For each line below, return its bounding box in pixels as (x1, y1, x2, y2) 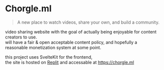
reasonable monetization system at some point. (5, 44, 101, 50)
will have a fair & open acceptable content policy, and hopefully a (5, 39, 137, 45)
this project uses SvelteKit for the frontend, (5, 54, 93, 60)
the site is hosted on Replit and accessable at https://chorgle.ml (5, 59, 134, 65)
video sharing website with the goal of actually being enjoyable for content (5, 29, 157, 35)
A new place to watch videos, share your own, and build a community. (17, 19, 160, 25)
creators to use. (5, 34, 37, 40)
